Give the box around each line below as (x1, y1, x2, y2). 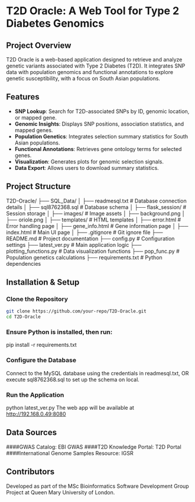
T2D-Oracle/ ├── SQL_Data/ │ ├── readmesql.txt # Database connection (6, 197, 187, 204)
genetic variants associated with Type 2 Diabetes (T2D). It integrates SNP (6, 62, 186, 69)
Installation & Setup (6, 277, 80, 288)
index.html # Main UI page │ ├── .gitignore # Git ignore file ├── (6, 229, 163, 236)
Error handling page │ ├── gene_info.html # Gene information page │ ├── (6, 222, 188, 229)
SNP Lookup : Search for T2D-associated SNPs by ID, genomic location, (14, 108, 190, 115)
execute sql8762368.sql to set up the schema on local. (6, 376, 140, 383)
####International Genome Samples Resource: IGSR (6, 449, 134, 456)
